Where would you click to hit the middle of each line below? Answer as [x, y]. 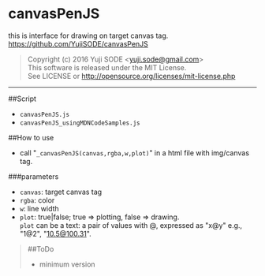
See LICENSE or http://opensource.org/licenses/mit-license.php [131, 76]
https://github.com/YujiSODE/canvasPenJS [78, 43]
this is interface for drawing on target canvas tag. [88, 35]
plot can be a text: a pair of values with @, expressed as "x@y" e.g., [131, 225]
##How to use [31, 137]
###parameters [34, 176]
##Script [22, 99]
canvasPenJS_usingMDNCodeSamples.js [80, 123]
